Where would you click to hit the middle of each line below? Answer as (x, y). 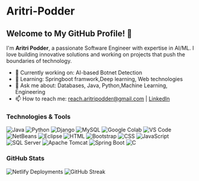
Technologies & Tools (38, 116)
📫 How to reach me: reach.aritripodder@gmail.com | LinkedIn (93, 99)
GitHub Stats (25, 159)
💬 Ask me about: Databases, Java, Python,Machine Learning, (91, 85)
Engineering (30, 92)
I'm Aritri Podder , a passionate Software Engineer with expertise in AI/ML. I (100, 48)
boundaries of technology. (39, 61)
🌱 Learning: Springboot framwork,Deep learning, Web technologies (99, 79)
